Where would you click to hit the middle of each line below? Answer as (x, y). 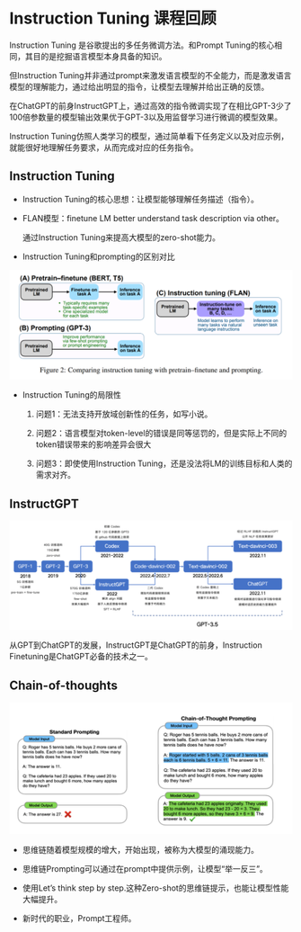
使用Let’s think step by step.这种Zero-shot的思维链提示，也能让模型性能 (155, 888)
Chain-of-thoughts (64, 685)
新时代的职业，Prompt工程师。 (79, 919)
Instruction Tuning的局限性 (71, 395)
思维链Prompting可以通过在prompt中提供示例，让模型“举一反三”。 (145, 869)
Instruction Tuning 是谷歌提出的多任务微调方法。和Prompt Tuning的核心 (142, 45)
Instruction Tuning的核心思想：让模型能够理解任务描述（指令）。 (140, 199)
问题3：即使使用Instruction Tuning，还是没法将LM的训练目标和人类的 (164, 463)
